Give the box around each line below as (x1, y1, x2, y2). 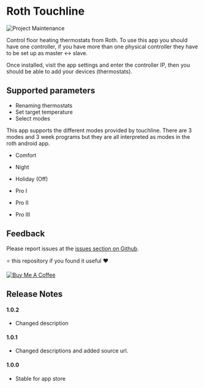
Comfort (15, 151, 37, 159)
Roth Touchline (6, 4, 85, 18)
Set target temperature (15, 108, 74, 116)
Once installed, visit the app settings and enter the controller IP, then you (6, 61, 191, 69)
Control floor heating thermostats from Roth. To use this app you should (6, 36, 188, 43)
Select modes (15, 114, 50, 122)
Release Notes (6, 289, 63, 299)
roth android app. (6, 140, 50, 147)
